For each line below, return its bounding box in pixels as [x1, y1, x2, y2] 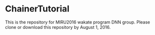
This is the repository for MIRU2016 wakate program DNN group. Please [5, 19, 151, 25]
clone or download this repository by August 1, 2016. [5, 24, 111, 30]
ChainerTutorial [5, 3, 70, 14]
